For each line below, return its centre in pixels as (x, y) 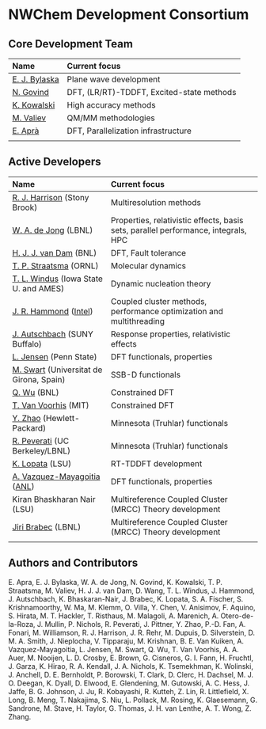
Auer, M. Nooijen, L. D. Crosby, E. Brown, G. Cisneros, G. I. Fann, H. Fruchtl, (131, 658)
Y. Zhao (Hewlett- (46, 418)
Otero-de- (237, 616)
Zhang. (20, 716)
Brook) (25, 207)
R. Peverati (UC (41, 441)
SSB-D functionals (145, 374)
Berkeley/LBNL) (42, 450)
